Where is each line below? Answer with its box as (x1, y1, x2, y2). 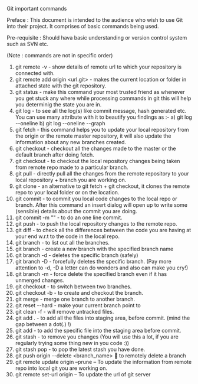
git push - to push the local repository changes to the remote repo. (15, 220, 177, 227)
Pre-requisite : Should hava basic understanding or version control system (6, 34, 187, 41)
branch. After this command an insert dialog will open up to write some (15, 201, 188, 209)
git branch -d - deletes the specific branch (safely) (15, 252, 138, 259)
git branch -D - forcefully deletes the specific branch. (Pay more (15, 258, 171, 265)
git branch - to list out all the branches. (15, 239, 110, 246)
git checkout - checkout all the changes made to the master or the (15, 145, 176, 152)
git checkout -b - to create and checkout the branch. (15, 289, 144, 296)
